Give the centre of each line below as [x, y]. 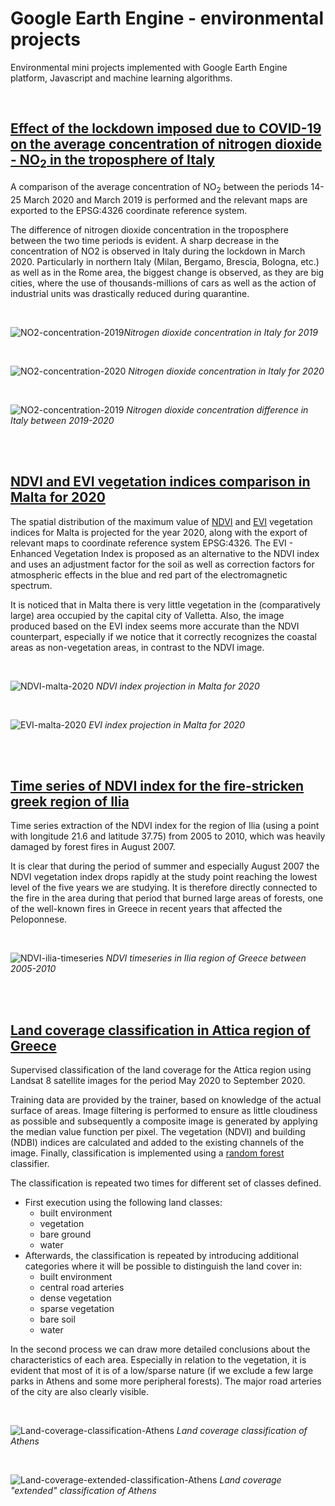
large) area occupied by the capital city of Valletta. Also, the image [147, 615]
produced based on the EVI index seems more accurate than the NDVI [155, 626]
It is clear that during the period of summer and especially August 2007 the [165, 866]
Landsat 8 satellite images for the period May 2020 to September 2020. [158, 1081]
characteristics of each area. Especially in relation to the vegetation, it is [158, 1360]
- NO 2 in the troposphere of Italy [112, 161]
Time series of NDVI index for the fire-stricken [157, 785]
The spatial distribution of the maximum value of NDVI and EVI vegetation [161, 521]
